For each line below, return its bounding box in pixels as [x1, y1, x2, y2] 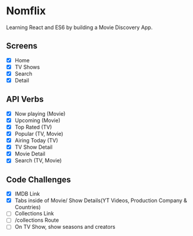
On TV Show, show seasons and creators [14, 224, 115, 231]
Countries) [14, 203, 41, 211]
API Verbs [6, 94, 44, 104]
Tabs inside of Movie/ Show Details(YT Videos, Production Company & [14, 197, 188, 204]
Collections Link [14, 210, 54, 217]
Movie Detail [14, 150, 46, 158]
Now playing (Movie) [14, 110, 66, 117]
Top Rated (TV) [14, 123, 52, 130]
